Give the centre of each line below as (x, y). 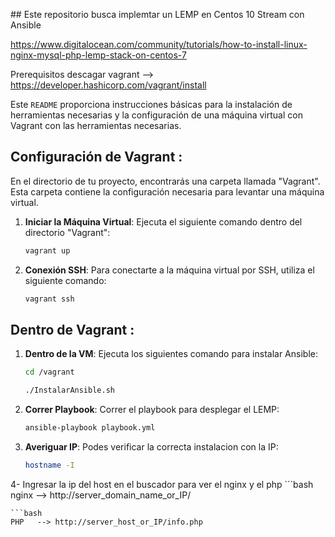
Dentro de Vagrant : (72, 329)
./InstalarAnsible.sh (69, 390)
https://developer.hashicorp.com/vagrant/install (108, 85)
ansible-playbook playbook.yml (90, 428)
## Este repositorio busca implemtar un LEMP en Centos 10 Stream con (157, 14)
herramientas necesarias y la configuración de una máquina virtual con (156, 115)
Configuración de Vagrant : (96, 157)
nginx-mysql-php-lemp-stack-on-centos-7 (98, 55)
